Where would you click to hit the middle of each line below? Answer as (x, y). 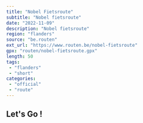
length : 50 (20, 56)
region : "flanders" (31, 34)
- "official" (25, 85)
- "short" (21, 73)
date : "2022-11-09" (31, 23)
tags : (13, 62)
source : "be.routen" (32, 40)
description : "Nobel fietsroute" (48, 28)
